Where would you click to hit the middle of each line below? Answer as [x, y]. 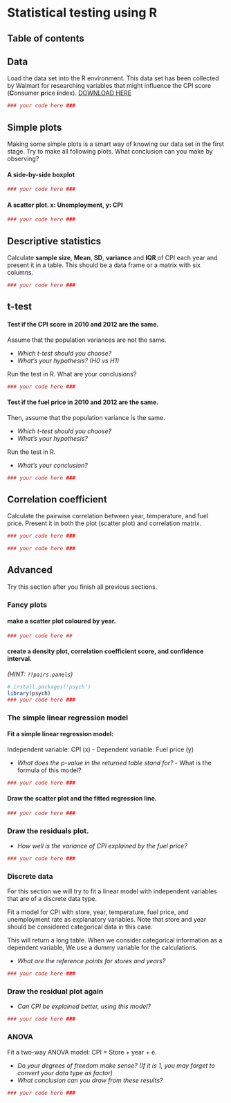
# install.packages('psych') [49, 687]
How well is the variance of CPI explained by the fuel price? [102, 846]
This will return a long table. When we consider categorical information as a [115, 940]
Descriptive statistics [54, 241]
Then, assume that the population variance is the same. [86, 417]
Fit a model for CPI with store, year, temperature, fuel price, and [98, 912]
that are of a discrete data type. [52, 899]
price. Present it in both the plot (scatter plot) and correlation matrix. [104, 523]
